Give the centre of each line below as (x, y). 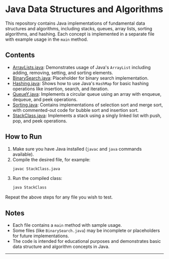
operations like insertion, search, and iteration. (61, 89)
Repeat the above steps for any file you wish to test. (59, 197)
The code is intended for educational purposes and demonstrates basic (87, 241)
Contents (20, 55)
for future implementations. (41, 236)
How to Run (24, 137)
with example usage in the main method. (47, 39)
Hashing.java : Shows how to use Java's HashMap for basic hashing (80, 83)
